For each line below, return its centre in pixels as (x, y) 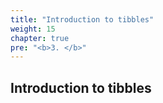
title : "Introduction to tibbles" (82, 19)
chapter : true (40, 38)
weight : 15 (33, 29)
